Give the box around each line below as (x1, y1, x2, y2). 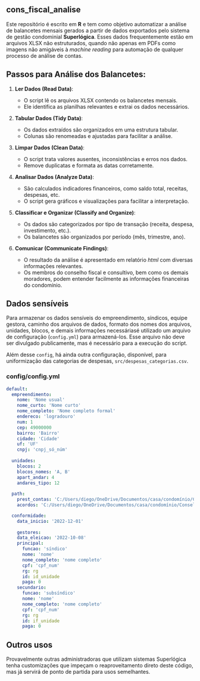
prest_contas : (17, 497, 52, 503)
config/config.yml (6, 372, 60, 381)
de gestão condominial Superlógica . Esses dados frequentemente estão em (6, 33, 193, 40)
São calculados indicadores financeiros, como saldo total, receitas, (23, 184, 189, 192)
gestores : (17, 529, 42, 535)
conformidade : (11, 513, 46, 519)
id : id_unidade (21, 573, 60, 579)
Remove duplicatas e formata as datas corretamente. (23, 162, 154, 169)
